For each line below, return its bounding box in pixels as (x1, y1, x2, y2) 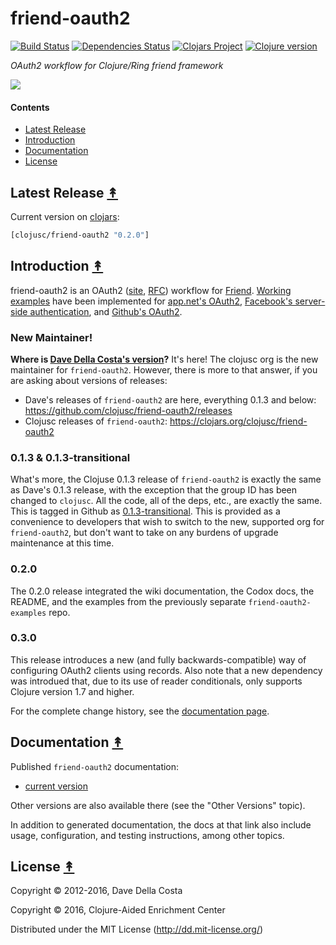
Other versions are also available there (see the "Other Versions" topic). (10, 799, 306, 811)
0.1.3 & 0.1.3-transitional (10, 450, 131, 464)
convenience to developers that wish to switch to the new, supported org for (10, 516, 325, 528)
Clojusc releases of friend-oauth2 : (24, 415, 168, 427)
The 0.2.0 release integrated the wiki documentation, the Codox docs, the (10, 585, 315, 597)
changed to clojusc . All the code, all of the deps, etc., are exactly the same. (10, 495, 323, 507)
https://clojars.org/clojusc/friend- (169, 415, 308, 427)
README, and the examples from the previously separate (10, 595, 247, 607)
